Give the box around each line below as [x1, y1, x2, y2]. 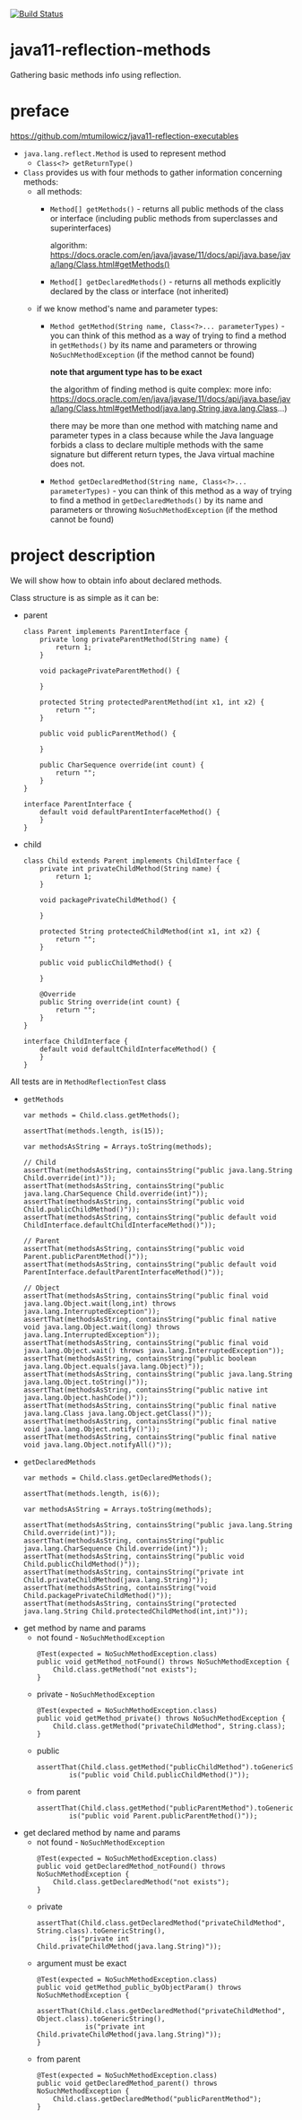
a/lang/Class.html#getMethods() [49, 258, 170, 269]
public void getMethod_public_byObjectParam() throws [36, 1983, 242, 1992]
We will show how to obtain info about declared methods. [10, 575, 222, 586]
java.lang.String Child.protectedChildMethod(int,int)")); [22, 1606, 249, 1616]
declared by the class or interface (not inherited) [49, 285, 229, 296]
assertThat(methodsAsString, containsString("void [22, 1583, 217, 1592]
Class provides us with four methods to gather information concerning [22, 167, 283, 178]
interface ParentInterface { [22, 799, 133, 809]
